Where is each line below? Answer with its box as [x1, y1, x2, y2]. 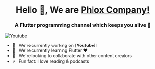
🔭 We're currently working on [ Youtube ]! [12, 43, 97, 48]
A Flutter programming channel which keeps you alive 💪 [14, 22, 151, 29]
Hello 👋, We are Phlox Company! [15, 4, 150, 16]
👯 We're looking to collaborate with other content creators [12, 53, 132, 59]
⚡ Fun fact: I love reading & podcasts [12, 58, 90, 64]
